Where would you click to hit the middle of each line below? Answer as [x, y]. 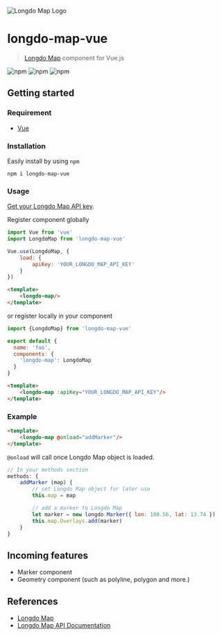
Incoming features [48, 555]
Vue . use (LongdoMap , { [39, 251]
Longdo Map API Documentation [64, 626]
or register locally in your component [60, 316]
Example [22, 416]
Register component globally [48, 220]
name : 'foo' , [32, 347]
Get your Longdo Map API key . [51, 206]
